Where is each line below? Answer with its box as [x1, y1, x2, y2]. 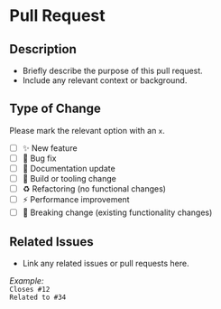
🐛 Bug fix [22, 153, 57, 164]
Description [9, 42, 77, 57]
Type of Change [9, 101, 101, 117]
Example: [9, 276, 44, 286]
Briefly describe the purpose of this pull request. [22, 65, 203, 76]
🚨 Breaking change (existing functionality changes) [22, 207, 213, 218]
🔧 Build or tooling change [22, 173, 117, 183]
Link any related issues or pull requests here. [22, 258, 189, 268]
